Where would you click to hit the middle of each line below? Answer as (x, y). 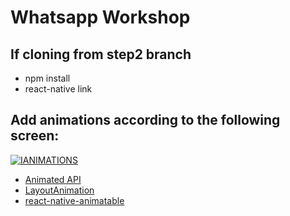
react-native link (58, 89)
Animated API (53, 179)
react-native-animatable (74, 200)
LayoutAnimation (59, 190)
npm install (47, 78)
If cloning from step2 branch (101, 54)
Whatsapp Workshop (100, 17)
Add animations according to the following (145, 120)
